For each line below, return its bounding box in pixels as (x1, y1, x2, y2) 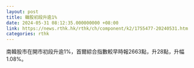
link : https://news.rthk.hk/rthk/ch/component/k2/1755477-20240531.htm (6, 25, 188, 32)
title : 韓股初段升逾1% (6, 14, 57, 20)
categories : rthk (6, 31, 50, 37)
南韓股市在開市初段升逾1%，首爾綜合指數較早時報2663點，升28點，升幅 (6, 48, 185, 55)
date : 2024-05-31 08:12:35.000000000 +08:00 (6, 20, 119, 26)
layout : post (6, 8, 39, 15)
